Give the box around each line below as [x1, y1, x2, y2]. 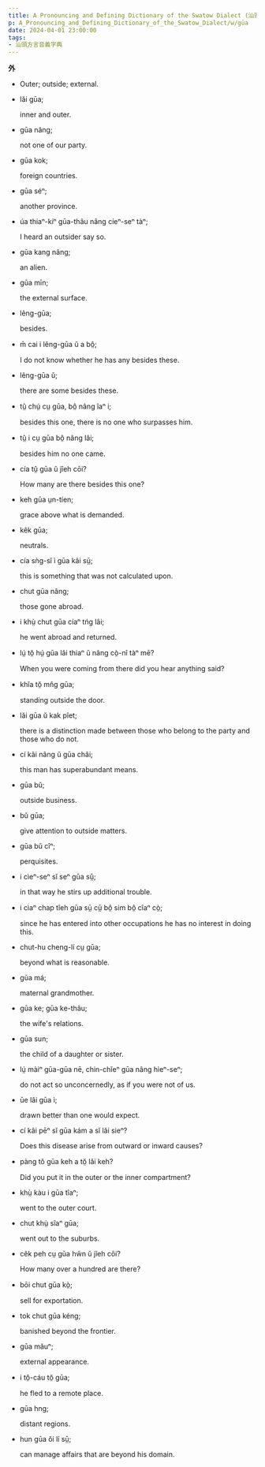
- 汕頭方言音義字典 [8, 41, 63, 49]
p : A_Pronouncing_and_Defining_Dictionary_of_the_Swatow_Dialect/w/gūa [8, 19, 248, 27]
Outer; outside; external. [19, 80, 99, 89]
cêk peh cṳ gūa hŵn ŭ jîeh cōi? [19, 1249, 121, 1259]
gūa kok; [19, 155, 49, 166]
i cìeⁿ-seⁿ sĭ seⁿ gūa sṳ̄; [19, 872, 96, 882]
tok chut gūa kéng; [19, 1311, 81, 1321]
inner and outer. [19, 110, 72, 119]
